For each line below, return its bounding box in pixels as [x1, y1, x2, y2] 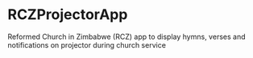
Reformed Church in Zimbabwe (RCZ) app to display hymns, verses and [7, 32, 246, 41]
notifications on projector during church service [7, 40, 167, 49]
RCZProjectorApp [7, 6, 128, 24]
